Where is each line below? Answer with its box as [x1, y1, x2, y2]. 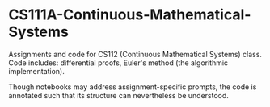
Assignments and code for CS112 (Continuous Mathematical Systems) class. [8, 49, 263, 59]
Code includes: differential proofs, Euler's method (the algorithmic [8, 58, 229, 68]
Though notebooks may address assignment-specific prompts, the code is [8, 82, 257, 92]
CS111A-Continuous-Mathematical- [8, 6, 251, 24]
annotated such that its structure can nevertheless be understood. [8, 90, 229, 100]
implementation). [8, 66, 65, 76]
